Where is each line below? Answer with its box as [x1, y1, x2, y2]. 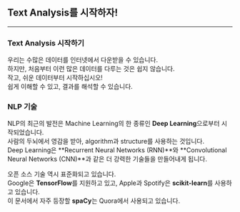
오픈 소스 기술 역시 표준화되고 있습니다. [7, 170, 116, 179]
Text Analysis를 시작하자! [7, 6, 118, 19]
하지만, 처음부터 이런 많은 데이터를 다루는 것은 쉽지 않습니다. [7, 65, 175, 73]
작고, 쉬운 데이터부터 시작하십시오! [7, 73, 104, 82]
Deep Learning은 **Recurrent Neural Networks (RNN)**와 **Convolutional [7, 146, 227, 154]
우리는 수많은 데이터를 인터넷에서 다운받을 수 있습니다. [7, 55, 159, 64]
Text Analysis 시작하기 [7, 38, 84, 48]
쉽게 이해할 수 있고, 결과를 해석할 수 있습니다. [7, 83, 134, 91]
